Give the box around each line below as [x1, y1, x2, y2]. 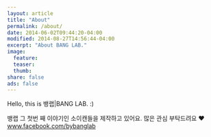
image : [7, 49, 26, 55]
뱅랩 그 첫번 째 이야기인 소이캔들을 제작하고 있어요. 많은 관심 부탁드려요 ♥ [7, 114, 205, 123]
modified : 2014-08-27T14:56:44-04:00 [7, 36, 115, 42]
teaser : [13, 61, 36, 68]
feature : [13, 55, 38, 62]
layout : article [7, 10, 53, 17]
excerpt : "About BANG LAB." [7, 42, 88, 49]
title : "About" [7, 16, 51, 23]
